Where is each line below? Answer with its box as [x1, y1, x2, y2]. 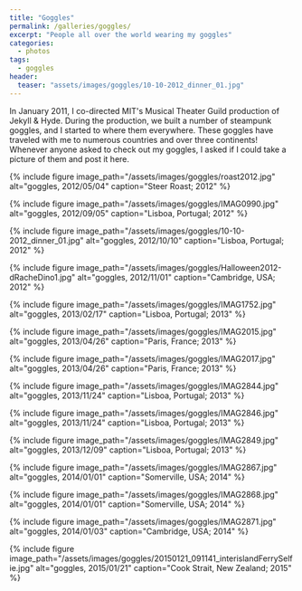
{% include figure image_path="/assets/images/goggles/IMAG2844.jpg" [9, 380, 279, 391]
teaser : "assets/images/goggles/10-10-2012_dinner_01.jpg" [17, 81, 245, 90]
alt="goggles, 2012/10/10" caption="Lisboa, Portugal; [85, 234, 285, 245]
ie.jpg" [9, 562, 34, 573]
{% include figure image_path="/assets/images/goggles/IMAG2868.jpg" [9, 489, 278, 500]
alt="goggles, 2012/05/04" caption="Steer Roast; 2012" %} [9, 180, 231, 191]
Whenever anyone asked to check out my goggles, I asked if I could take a [9, 144, 287, 155]
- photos [17, 47, 51, 56]
